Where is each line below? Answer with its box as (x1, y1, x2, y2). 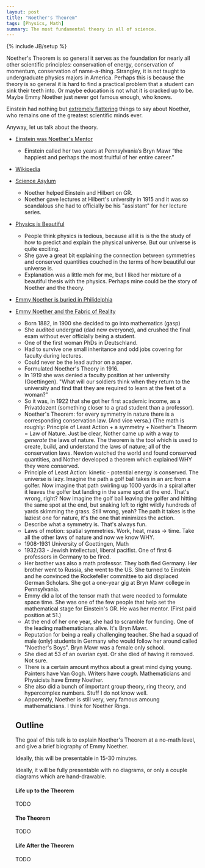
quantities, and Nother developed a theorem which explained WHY (24, 456, 192, 463)
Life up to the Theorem (15, 787, 74, 794)
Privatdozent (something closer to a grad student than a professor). (24, 404, 194, 411)
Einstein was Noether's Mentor (15, 136, 93, 143)
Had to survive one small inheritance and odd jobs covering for (24, 345, 183, 353)
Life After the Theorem (15, 842, 74, 849)
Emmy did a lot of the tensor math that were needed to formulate (24, 592, 187, 599)
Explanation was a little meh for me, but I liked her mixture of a (24, 271, 181, 278)
